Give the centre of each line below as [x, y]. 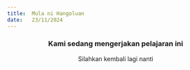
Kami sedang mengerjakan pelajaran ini [116, 44]
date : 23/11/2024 [35, 20]
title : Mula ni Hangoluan [46, 13]
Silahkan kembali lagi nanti [116, 58]
